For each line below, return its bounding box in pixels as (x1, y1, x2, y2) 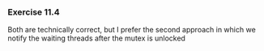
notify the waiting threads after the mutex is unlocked (7, 33, 185, 43)
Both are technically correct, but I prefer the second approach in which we (7, 25, 256, 35)
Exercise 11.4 (7, 6, 60, 18)
